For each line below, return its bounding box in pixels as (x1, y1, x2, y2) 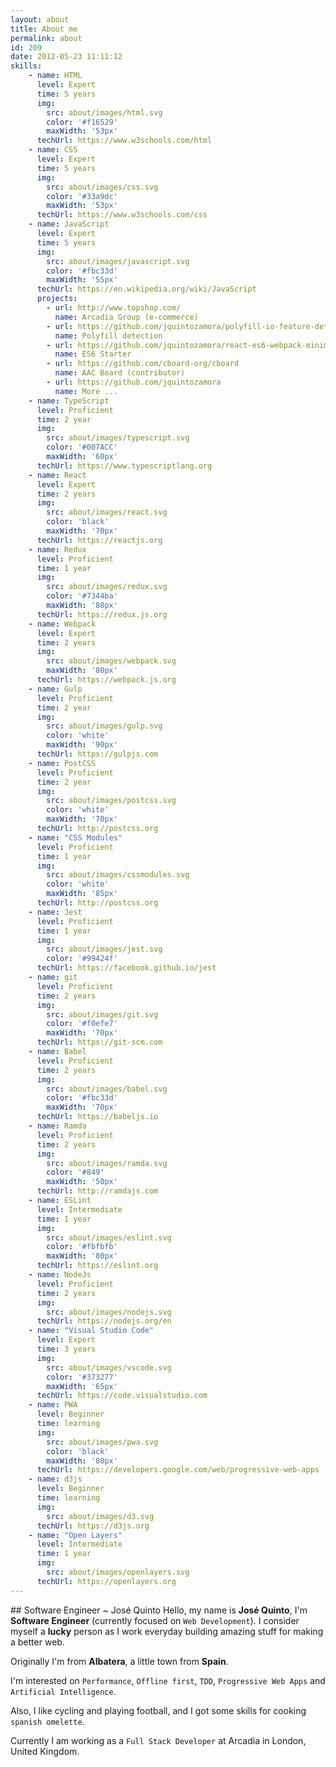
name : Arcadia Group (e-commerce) (54, 312, 199, 322)
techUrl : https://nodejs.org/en (36, 1316, 172, 1326)
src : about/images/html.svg (46, 107, 163, 118)
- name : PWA (28, 1400, 78, 1410)
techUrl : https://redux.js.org (36, 609, 168, 620)
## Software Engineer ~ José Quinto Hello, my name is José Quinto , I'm (10, 1604, 308, 1616)
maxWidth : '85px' (46, 889, 118, 899)
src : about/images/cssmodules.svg (46, 870, 190, 880)
